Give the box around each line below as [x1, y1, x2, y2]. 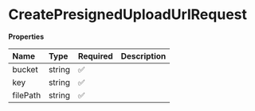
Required [77, 50, 113, 61]
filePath [12, 90, 41, 101]
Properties [8, 32, 45, 41]
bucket [12, 63, 38, 75]
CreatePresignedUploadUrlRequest [8, 6, 247, 24]
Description [120, 50, 167, 61]
